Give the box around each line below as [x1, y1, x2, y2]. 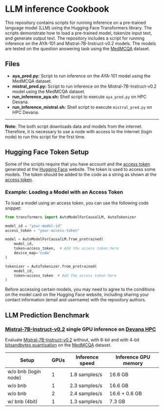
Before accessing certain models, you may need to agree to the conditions [5, 287, 155, 292]
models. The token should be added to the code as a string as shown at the [5, 171, 157, 177]
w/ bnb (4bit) [7, 398, 38, 405]
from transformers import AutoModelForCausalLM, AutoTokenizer [5, 215, 137, 219]
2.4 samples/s [69, 390, 102, 397]
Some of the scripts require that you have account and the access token [5, 161, 150, 167]
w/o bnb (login [7, 368, 41, 375]
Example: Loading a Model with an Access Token [5, 189, 123, 195]
